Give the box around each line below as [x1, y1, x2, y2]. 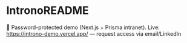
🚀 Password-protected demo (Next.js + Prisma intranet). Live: [6, 24, 160, 31]
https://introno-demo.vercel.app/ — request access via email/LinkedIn [6, 30, 182, 37]
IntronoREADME [6, 4, 89, 18]
